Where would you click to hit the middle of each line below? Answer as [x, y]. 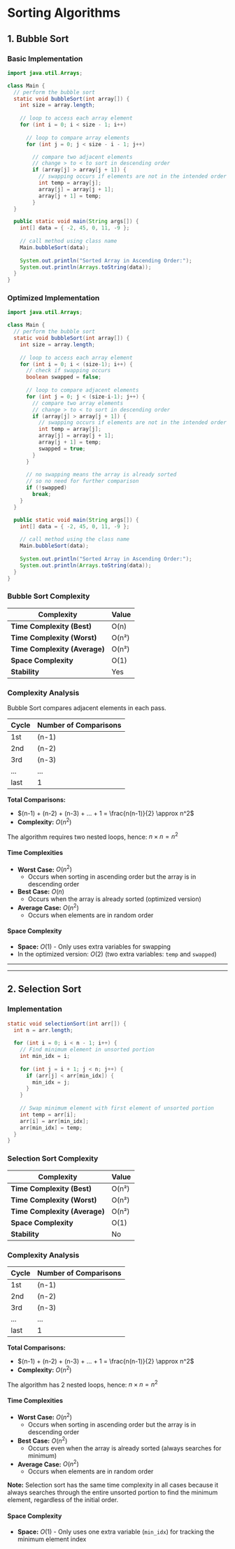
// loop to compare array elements [78, 138]
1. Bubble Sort [38, 39]
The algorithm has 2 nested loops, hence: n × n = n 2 [83, 1384]
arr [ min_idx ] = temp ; [51, 1128]
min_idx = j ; [51, 1082]
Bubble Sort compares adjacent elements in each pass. [87, 708]
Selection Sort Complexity [53, 1159]
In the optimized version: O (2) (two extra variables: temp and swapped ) [117, 954]
